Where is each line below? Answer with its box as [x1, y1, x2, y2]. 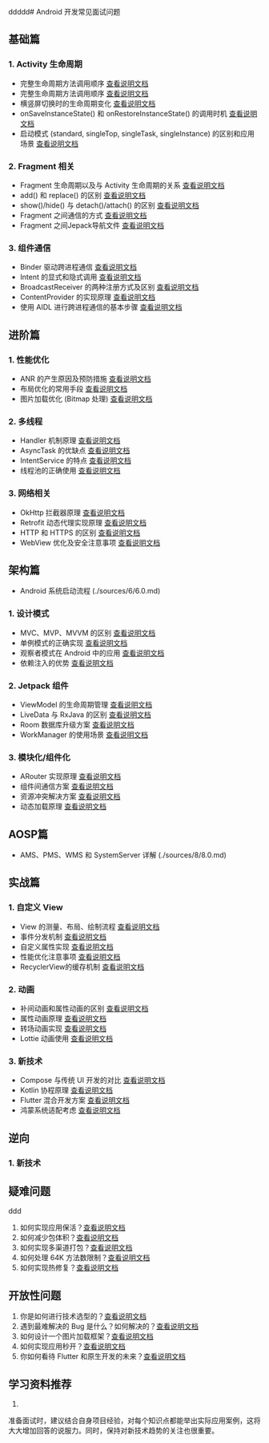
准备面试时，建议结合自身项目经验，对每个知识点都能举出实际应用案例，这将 [8, 1416, 261, 1425]
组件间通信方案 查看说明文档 [19, 781, 114, 792]
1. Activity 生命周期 [8, 59, 82, 70]
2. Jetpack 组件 [8, 680, 70, 691]
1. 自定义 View [8, 902, 63, 913]
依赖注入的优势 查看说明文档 [19, 658, 114, 667]
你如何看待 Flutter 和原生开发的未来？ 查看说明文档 [19, 1352, 187, 1361]
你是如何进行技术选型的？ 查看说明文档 [19, 1311, 147, 1321]
